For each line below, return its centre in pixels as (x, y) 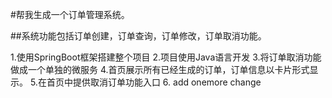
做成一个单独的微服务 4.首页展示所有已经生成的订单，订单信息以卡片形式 (160, 69)
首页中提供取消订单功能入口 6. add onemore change (154, 82)
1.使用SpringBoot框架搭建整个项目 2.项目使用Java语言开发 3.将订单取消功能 (166, 57)
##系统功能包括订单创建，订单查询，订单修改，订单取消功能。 (138, 36)
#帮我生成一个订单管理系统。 (70, 14)
